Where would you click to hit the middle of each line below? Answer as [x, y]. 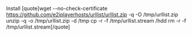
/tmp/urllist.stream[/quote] [38, 27]
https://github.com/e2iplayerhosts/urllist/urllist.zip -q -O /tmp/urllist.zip [92, 15]
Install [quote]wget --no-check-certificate [57, 8]
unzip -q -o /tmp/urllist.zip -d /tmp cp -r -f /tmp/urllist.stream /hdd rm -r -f [96, 21]
